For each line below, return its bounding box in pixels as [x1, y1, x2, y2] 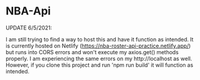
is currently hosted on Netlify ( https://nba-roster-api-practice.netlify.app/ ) [5, 42, 191, 49]
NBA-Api [5, 4, 51, 18]
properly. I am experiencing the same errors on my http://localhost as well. [5, 55, 193, 62]
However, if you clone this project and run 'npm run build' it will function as [5, 61, 194, 69]
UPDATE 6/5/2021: [5, 24, 52, 31]
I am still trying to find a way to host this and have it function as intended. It [5, 35, 194, 43]
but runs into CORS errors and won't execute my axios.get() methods [5, 48, 179, 55]
